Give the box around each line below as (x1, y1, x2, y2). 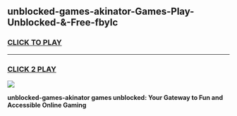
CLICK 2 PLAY (7, 64, 56, 74)
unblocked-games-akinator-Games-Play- (7, 6, 195, 18)
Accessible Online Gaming (7, 101, 87, 109)
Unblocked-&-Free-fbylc (7, 17, 119, 29)
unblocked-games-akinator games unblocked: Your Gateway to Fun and (7, 93, 224, 101)
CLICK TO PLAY (7, 38, 62, 48)
